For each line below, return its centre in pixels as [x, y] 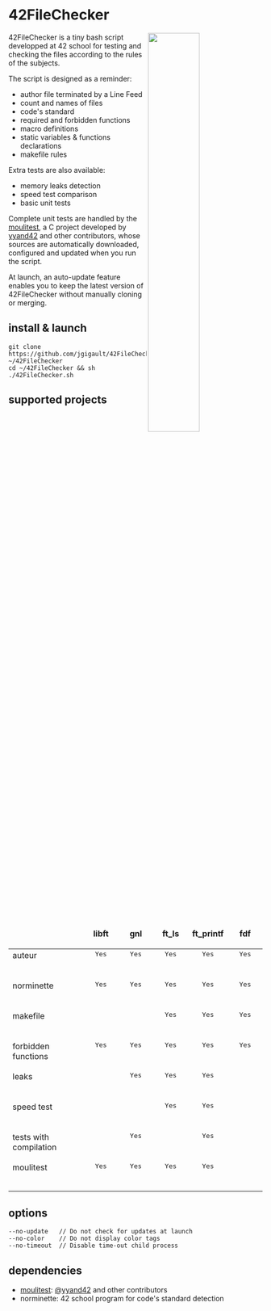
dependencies [45, 1270]
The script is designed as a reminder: [70, 78]
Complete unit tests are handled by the [73, 218]
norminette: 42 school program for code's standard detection [122, 1299]
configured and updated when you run [72, 253]
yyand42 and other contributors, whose [75, 235]
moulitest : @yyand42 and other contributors [94, 1290]
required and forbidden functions [75, 120]
